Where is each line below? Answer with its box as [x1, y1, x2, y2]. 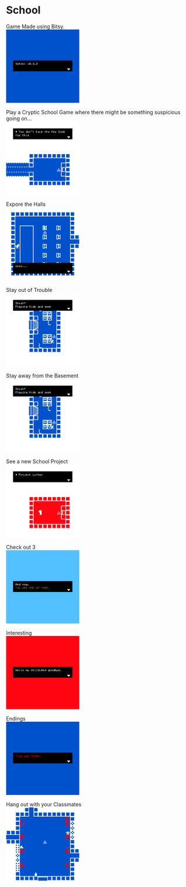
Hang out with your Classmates [6, 801, 82, 808]
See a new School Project [6, 458, 68, 465]
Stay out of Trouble [6, 286, 53, 293]
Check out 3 [6, 543, 36, 550]
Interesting [6, 629, 32, 636]
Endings [6, 715, 26, 722]
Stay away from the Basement [6, 372, 79, 379]
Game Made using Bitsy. [6, 23, 65, 30]
